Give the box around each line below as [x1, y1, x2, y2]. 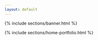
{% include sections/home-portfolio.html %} [4, 29, 94, 35]
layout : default [4, 7, 38, 12]
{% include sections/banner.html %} [4, 20, 78, 26]
